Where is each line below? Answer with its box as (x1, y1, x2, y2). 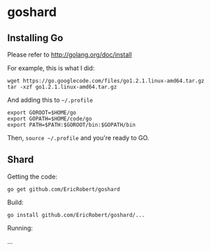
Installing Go (7, 32, 64, 44)
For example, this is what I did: (7, 64, 95, 72)
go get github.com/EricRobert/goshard (7, 185, 120, 192)
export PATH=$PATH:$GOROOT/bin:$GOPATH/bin (7, 121, 136, 128)
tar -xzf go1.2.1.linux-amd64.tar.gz (7, 84, 117, 91)
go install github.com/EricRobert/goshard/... (7, 211, 145, 218)
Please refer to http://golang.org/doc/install (7, 50, 132, 59)
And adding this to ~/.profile (7, 96, 93, 104)
